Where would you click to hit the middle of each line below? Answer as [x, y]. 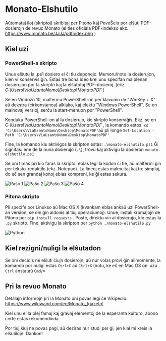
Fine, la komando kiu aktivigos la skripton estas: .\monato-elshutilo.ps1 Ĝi [82, 144]
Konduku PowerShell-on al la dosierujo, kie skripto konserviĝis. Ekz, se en [81, 120]
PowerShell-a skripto [31, 63]
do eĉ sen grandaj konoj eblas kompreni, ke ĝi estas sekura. [66, 174]
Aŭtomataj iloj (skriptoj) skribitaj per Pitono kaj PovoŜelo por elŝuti [72, 23]
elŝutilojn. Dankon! [24, 333]
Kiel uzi [17, 49]
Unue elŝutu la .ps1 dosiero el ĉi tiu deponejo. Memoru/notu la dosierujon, [80, 74]
